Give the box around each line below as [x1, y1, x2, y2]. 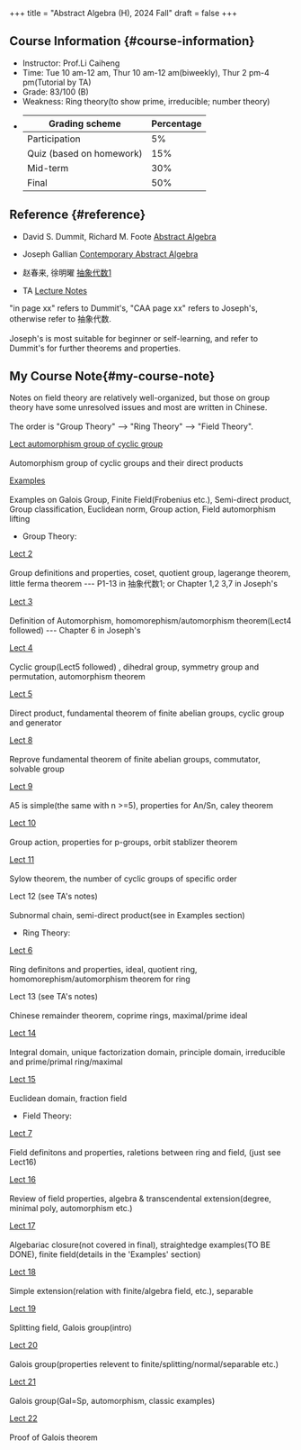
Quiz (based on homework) [26, 147, 143, 160]
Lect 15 [9, 1074, 36, 1085]
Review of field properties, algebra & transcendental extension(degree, [9, 1193, 272, 1204]
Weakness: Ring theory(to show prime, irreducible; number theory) [22, 96, 270, 106]
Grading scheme [49, 117, 121, 130]
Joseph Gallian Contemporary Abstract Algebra [22, 248, 199, 260]
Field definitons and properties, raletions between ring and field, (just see [9, 1147, 281, 1158]
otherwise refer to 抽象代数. [9, 313, 112, 324]
